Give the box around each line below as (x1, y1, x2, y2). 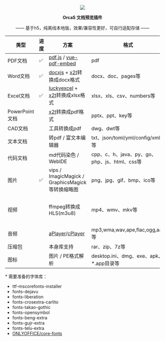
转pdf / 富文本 (49, 135, 81, 141)
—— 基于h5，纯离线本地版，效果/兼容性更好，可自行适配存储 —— (15, 25, 150, 31)
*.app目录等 (91, 260, 120, 267)
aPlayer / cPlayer (49, 230, 85, 237)
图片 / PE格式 (49, 253, 80, 259)
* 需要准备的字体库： (5, 273, 48, 279)
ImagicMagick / (49, 173, 84, 179)
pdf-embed (49, 60, 76, 67)
